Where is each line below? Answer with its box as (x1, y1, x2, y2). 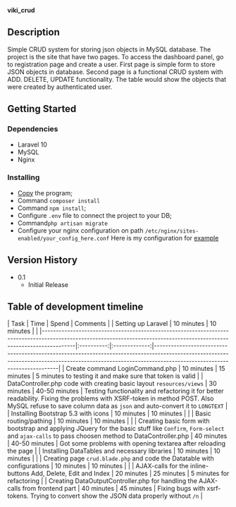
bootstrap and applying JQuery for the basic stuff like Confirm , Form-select (7, 424, 225, 433)
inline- (190, 462, 209, 470)
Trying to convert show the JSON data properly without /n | (30, 491, 203, 500)
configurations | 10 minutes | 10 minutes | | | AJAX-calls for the (7, 462, 189, 470)
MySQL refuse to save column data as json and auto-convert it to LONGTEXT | (7, 402, 228, 410)
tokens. (7, 491, 30, 500)
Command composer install (17, 196, 101, 204)
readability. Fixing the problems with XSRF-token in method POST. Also (7, 394, 214, 403)
